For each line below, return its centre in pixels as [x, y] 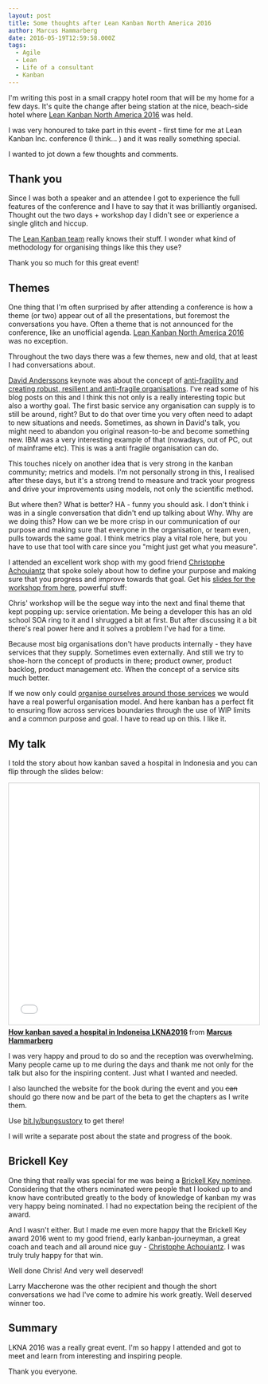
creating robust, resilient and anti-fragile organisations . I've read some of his [134, 389]
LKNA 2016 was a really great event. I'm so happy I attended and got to [125, 1347]
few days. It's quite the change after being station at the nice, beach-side [128, 106]
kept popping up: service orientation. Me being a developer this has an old [130, 611]
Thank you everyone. [43, 1371]
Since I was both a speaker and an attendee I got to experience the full [124, 198]
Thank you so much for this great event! [74, 263]
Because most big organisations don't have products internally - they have [130, 644]
